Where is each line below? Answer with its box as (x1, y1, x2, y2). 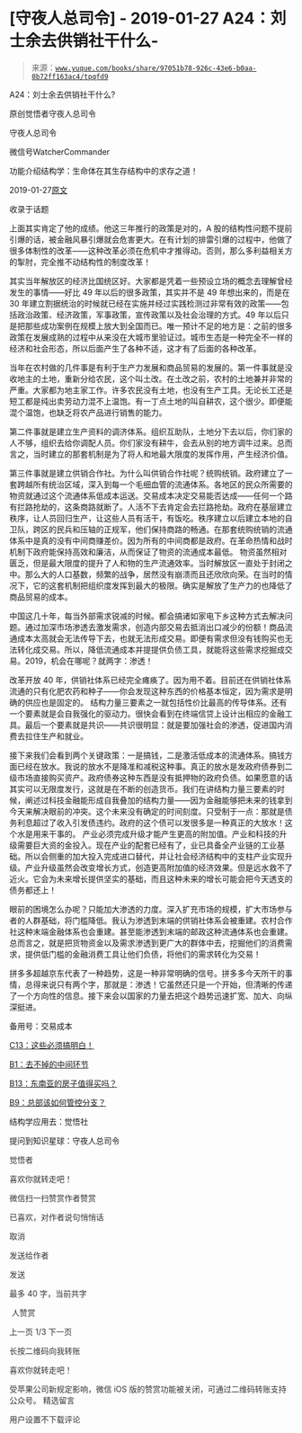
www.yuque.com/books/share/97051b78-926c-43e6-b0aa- (55, 64, 257, 73)
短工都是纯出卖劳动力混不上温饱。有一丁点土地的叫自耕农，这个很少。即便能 (9, 396, 293, 406)
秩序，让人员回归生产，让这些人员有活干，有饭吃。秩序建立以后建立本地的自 (9, 512, 293, 523)
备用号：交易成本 (9, 1020, 73, 1031)
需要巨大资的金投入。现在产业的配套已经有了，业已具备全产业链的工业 (16, 840, 277, 850)
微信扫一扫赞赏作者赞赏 (9, 1192, 96, 1203)
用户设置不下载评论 (9, 1413, 81, 1425)
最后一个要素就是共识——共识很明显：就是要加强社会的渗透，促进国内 (24, 719, 285, 730)
